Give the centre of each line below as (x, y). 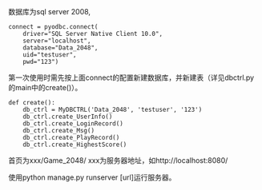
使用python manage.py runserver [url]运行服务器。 (92, 177)
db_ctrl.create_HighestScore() (75, 144)
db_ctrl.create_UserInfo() (68, 117)
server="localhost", (57, 41)
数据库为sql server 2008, (49, 12)
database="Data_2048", (60, 48)
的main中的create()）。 (45, 87)
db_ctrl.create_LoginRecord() (73, 124)
